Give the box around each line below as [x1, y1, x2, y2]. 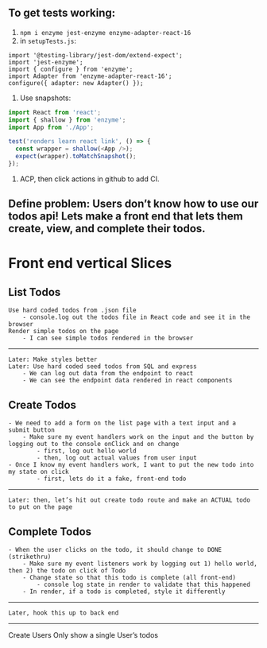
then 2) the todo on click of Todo [8, 566, 126, 575]
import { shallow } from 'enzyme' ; [8, 115, 126, 124]
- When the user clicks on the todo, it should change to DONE [8, 545, 222, 553]
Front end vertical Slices [8, 254, 172, 272]
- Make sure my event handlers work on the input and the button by [22, 433, 254, 441]
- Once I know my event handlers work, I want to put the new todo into [8, 461, 254, 469]
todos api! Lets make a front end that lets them [8, 210, 244, 223]
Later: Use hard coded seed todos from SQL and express [8, 363, 197, 371]
